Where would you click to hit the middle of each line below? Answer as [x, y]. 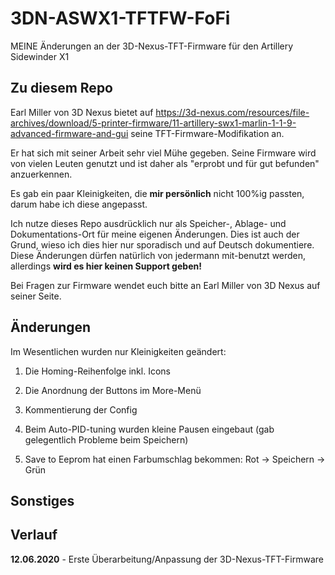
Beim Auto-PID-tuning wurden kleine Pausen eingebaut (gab [149, 429]
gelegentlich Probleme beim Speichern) [106, 439]
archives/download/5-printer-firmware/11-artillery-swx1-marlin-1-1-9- [153, 123]
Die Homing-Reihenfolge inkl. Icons [97, 371]
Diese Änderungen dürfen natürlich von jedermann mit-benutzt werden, [158, 255]
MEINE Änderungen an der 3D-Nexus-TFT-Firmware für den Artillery [152, 46]
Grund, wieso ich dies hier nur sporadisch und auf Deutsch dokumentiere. [162, 244]
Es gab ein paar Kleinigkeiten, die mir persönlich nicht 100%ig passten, [157, 193]
